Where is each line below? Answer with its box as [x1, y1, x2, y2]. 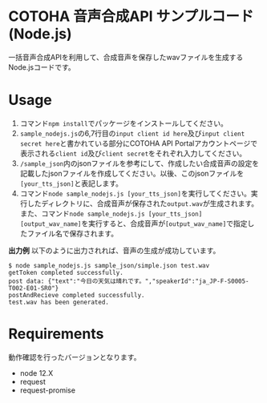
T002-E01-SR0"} [8, 284, 59, 292]
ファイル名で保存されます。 [26, 228, 119, 238]
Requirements [8, 325, 104, 343]
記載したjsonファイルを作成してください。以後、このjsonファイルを [19, 168, 245, 178]
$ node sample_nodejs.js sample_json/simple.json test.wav [8, 261, 210, 269]
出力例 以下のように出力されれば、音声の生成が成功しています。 [8, 245, 220, 255]
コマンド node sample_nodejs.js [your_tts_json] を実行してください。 [19, 188, 251, 198]
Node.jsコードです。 [8, 62, 76, 72]
